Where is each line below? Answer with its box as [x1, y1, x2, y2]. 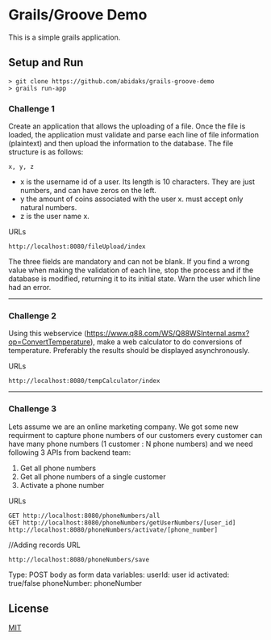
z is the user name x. [19, 212, 90, 221]
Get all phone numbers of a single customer [19, 471, 166, 482]
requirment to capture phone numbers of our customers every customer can [8, 430, 263, 440]
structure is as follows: [8, 147, 84, 157]
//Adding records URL [8, 540, 81, 549]
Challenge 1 [8, 103, 55, 114]
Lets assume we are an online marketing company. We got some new [8, 422, 240, 432]
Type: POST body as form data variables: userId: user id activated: [8, 570, 230, 579]
